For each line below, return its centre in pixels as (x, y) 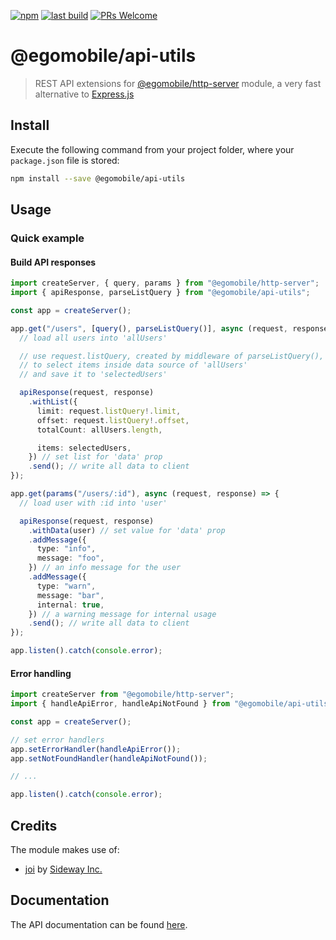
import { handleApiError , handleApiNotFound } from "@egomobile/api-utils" (171, 704)
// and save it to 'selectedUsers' (93, 375)
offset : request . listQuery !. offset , (113, 420)
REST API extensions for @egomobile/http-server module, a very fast (178, 83)
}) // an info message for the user (105, 568)
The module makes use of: (65, 850)
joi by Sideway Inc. (63, 869)
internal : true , (70, 605)
